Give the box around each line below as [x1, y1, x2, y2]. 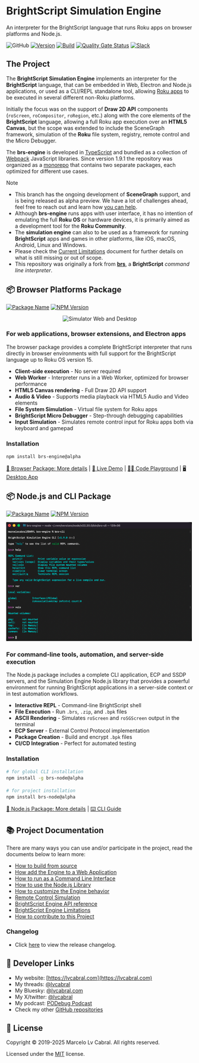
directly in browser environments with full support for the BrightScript [6, 350, 176, 357]
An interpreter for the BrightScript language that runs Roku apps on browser [6, 24, 192, 31]
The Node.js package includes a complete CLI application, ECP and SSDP [6, 672, 187, 679]
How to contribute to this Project [14, 913, 94, 920]
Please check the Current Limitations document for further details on [14, 247, 184, 254]
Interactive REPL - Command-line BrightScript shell [14, 702, 141, 709]
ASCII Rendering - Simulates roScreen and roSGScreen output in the [14, 714, 180, 722]
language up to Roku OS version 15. [6, 356, 93, 363]
